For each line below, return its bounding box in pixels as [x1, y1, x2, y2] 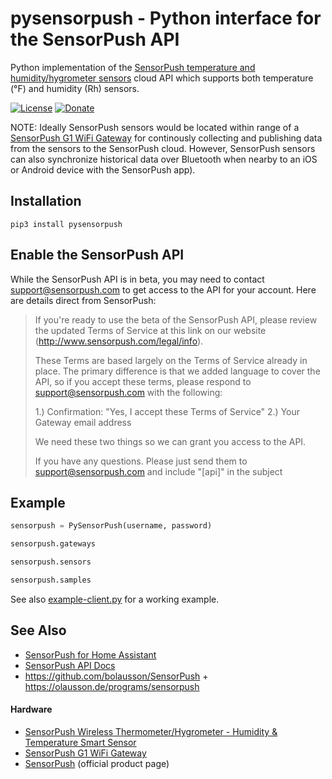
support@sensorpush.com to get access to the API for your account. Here [10, 283, 317, 296]
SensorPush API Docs [24, 659, 116, 671]
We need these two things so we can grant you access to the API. [34, 435, 307, 447]
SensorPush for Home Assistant [24, 648, 157, 661]
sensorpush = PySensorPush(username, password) [10, 521, 213, 531]
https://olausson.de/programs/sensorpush [24, 680, 200, 692]
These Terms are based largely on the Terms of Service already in [34, 354, 308, 366]
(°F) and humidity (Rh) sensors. [10, 82, 140, 94]
